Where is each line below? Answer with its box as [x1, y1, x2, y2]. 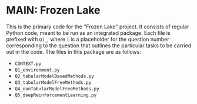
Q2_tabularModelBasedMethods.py [14, 73, 94, 79]
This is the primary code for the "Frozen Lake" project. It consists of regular [6, 23, 189, 30]
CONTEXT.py [14, 60, 42, 67]
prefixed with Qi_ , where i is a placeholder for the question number [6, 35, 169, 43]
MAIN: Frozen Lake [6, 4, 101, 17]
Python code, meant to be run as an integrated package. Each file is [6, 29, 171, 36]
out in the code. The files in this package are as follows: [6, 48, 141, 55]
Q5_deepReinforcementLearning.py [14, 92, 97, 98]
